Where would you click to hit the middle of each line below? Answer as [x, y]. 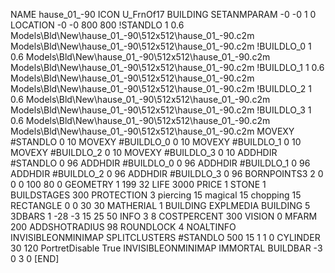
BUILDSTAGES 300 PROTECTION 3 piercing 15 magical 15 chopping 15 [156, 195]
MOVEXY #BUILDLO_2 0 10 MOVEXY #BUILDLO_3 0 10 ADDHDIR [144, 152]
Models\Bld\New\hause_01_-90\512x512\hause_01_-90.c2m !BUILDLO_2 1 [161, 88]
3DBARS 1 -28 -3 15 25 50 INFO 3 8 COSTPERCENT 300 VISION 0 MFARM [164, 216]
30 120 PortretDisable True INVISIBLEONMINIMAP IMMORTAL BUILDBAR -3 [166, 248]
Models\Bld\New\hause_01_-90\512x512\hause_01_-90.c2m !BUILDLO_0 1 [161, 46]
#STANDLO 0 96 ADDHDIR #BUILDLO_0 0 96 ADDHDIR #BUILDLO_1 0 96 [160, 163]
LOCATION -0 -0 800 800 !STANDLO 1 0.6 [97, 25]
